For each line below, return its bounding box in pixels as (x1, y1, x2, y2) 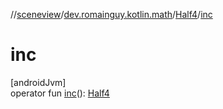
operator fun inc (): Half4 (10, 87, 110, 99)
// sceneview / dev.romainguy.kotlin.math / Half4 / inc (10, 9, 213, 20)
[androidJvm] (10, 76, 67, 88)
